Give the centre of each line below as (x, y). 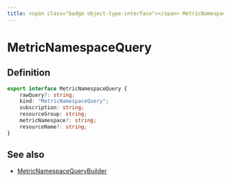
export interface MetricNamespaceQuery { (67, 89)
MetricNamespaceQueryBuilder (62, 171)
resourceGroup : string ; (54, 114)
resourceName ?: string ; (54, 127)
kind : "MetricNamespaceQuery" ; (64, 101)
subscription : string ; (52, 108)
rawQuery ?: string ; (47, 95)
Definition (29, 73)
